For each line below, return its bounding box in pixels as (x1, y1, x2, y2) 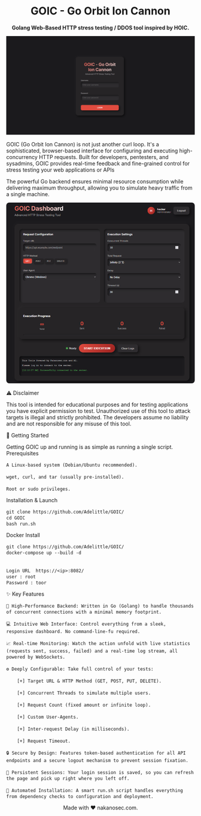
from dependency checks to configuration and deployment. (6, 793, 154, 799)
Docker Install (6, 531, 40, 538)
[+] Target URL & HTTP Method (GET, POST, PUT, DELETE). (17, 678, 162, 684)
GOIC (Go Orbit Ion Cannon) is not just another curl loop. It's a (6, 140, 160, 148)
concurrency (6, 153, 38, 160)
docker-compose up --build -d (6, 550, 82, 556)
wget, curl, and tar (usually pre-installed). (6, 474, 124, 480)
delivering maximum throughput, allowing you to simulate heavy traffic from (6, 184, 193, 191)
